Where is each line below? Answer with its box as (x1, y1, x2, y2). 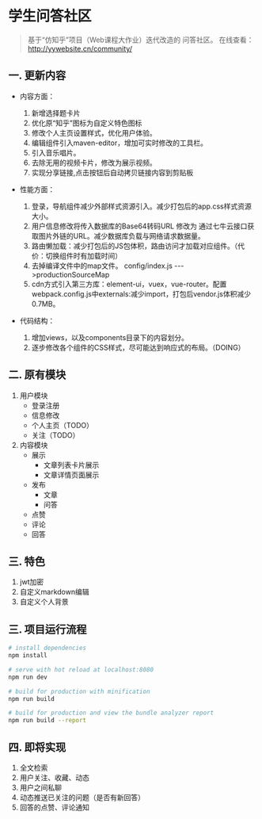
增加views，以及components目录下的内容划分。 (31, 332, 188, 342)
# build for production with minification (8, 687, 150, 695)
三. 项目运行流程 (8, 622, 87, 636)
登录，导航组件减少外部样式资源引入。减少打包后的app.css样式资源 (31, 201, 252, 211)
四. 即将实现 (8, 741, 66, 754)
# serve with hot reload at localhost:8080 (8, 665, 154, 674)
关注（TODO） (31, 430, 80, 440)
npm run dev (8, 673, 47, 681)
